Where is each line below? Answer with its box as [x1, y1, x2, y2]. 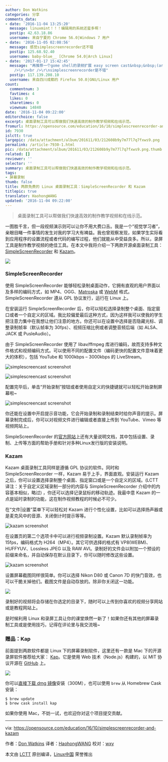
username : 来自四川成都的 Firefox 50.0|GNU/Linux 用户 [9, 77, 119, 82]
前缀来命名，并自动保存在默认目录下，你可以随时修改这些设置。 [5, 552, 136, 558]
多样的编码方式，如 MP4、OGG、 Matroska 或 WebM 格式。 [9, 288, 132, 294]
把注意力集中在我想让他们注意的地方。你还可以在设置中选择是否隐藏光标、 [5, 318, 158, 324]
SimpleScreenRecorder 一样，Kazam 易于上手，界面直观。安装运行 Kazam [5, 471, 159, 477]
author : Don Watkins [5, 7, 48, 13]
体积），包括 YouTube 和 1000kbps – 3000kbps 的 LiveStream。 [13, 353, 144, 359]
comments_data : [5, 17, 37, 22]
